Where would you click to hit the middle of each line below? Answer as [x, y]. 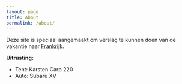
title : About [23, 17]
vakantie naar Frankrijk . [35, 46]
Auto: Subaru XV [36, 76]
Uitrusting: [20, 58]
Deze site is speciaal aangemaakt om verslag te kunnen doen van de [91, 40]
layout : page [23, 12]
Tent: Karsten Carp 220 [44, 70]
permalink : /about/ [31, 23]
